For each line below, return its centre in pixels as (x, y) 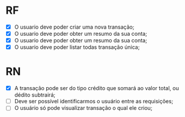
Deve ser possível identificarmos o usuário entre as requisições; (94, 101)
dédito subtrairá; (35, 95)
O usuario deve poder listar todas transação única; (77, 47)
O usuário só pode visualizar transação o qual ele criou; (83, 108)
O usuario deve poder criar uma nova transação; (74, 27)
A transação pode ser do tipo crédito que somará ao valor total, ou (97, 88)
